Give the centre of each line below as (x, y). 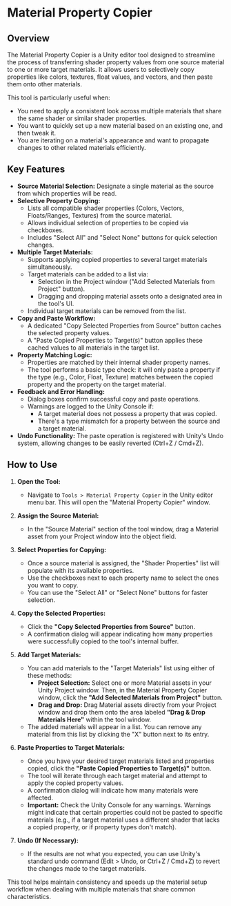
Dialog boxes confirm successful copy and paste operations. (114, 399)
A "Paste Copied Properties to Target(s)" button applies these (115, 340)
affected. (40, 798)
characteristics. (29, 896)
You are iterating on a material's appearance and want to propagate (113, 140)
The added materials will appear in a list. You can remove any (114, 726)
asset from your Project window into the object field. (102, 536)
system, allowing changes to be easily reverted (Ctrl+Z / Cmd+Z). (110, 443)
